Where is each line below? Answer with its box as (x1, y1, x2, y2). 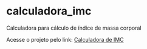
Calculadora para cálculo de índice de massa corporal (6, 24, 142, 31)
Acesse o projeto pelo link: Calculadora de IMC (6, 36, 124, 43)
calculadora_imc (6, 4, 92, 18)
